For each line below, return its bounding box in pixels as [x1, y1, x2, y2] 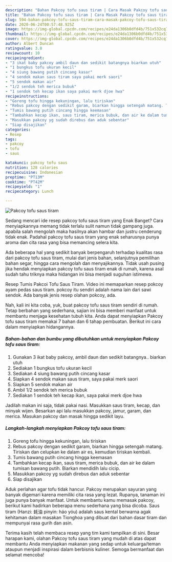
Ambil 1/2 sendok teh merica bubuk [12, 387, 88, 393]
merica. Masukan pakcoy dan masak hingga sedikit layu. [5, 413, 124, 419]
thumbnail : [5, 31, 29, 37]
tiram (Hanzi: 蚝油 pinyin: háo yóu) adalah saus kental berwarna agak [5, 509, 151, 515]
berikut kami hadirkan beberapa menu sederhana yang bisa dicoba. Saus [5, 502, 160, 509]
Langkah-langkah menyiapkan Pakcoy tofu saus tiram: [5, 425, 126, 431]
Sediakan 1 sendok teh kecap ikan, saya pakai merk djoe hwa [12, 392, 142, 398]
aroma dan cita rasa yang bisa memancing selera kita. [5, 240, 119, 245]
